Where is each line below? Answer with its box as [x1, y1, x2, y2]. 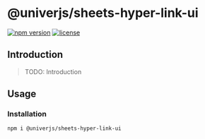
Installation [7, 109, 47, 119]
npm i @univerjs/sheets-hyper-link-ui [7, 125, 122, 132]
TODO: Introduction [24, 67, 82, 75]
